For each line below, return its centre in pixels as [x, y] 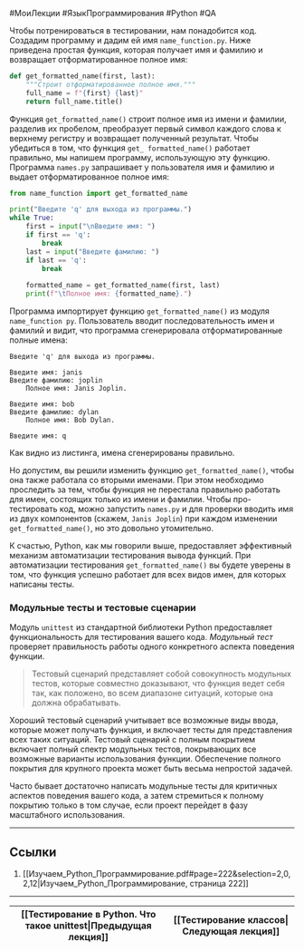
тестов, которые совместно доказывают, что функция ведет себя [158, 684]
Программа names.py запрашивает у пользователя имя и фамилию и [142, 167]
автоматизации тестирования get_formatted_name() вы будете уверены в [150, 565]
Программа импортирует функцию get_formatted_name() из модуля [139, 311]
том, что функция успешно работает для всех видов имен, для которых [148, 574]
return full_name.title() [75, 102]
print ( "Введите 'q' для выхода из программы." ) [101, 209]
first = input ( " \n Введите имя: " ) [90, 227]
